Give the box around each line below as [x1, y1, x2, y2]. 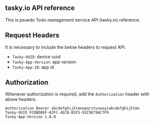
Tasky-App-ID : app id [12, 64, 54, 70]
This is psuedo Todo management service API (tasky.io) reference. [5, 17, 140, 23]
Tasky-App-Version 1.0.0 [5, 115, 56, 120]
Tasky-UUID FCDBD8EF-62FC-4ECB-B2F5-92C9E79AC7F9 [5, 110, 109, 115]
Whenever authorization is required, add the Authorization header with [5, 91, 150, 97]
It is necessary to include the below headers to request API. [5, 44, 126, 50]
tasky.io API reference [5, 4, 75, 12]
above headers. [5, 97, 37, 102]
